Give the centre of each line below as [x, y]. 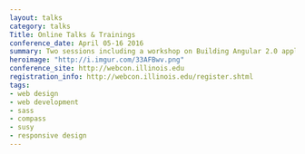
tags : [20, 85]
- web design [34, 93]
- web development [44, 102]
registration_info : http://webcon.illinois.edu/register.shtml [132, 77]
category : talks [40, 26]
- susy [22, 128]
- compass [28, 119]
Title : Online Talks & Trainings [73, 34]
